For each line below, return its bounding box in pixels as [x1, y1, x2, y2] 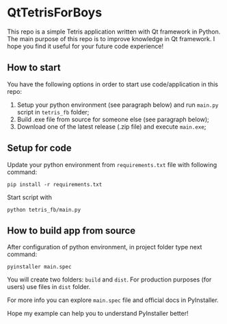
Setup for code [7, 142, 72, 154]
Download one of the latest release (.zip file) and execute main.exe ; [16, 122, 206, 131]
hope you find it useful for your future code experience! [7, 42, 164, 50]
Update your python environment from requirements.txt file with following [7, 160, 217, 169]
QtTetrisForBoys [7, 5, 103, 21]
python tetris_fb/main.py [7, 206, 81, 213]
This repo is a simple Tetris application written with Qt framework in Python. [7, 27, 221, 36]
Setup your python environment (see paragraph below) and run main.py [16, 101, 219, 109]
